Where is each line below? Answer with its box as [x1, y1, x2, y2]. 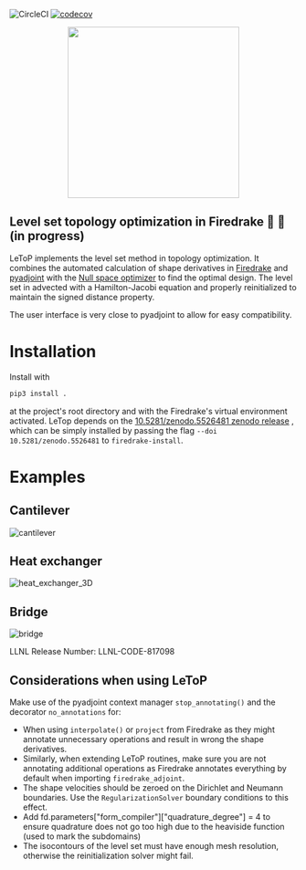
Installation [9, 341, 97, 362]
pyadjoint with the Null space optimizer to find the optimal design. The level [9, 272, 293, 283]
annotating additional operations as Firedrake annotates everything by [22, 763, 288, 774]
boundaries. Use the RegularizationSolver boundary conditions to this [22, 792, 290, 803]
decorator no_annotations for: [9, 707, 121, 718]
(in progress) [9, 228, 85, 244]
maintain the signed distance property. [9, 291, 155, 302]
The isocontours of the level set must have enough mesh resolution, [22, 841, 280, 852]
